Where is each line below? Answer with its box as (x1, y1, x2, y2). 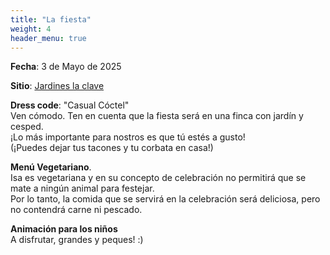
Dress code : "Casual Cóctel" (10, 99, 130, 111)
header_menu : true (10, 33, 87, 43)
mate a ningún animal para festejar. (10, 182, 155, 195)
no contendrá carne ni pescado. (10, 204, 143, 216)
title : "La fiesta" (10, 14, 92, 25)
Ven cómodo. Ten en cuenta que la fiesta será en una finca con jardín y (10, 110, 304, 122)
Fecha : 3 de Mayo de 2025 (10, 61, 122, 73)
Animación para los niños (10, 223, 118, 235)
